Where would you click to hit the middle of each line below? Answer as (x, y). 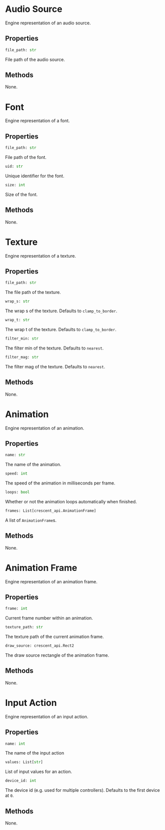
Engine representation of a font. (38, 121)
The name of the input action (35, 753)
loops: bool (17, 492)
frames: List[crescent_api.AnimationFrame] (51, 511)
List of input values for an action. (39, 772)
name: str (15, 455)
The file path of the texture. (33, 292)
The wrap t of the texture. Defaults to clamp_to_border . (61, 329)
